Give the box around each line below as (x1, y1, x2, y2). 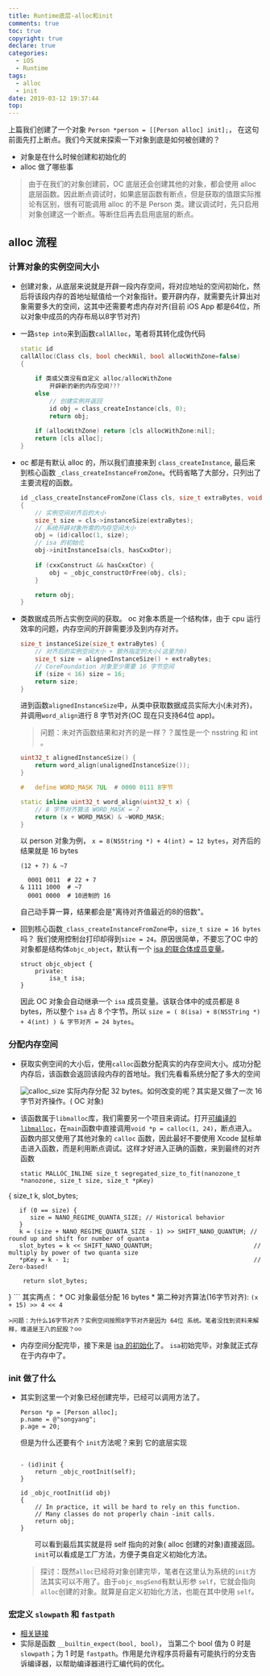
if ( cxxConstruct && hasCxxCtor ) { (35, 561, 155, 569)
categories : (8, 49, 48, 57)
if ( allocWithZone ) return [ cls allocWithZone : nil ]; (35, 427, 216, 435)
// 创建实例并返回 (49, 396, 102, 405)
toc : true (8, 27, 42, 35)
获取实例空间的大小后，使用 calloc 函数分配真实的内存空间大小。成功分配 (19, 1059, 261, 1068)
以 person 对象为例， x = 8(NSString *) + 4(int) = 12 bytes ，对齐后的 (19, 836, 261, 846)
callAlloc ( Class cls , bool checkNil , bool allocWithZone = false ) (19, 352, 241, 360)
